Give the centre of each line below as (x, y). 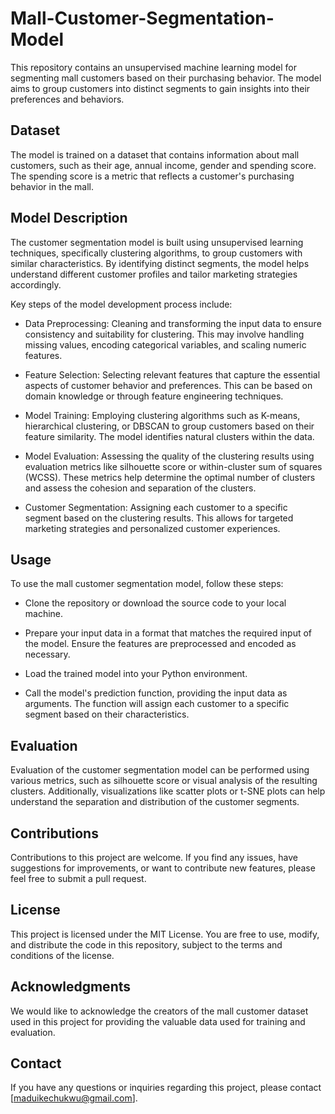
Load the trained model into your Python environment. (136, 674)
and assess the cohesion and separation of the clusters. (140, 488)
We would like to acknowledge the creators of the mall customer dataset (159, 1011)
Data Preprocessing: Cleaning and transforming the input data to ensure (173, 323)
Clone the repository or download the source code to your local (155, 603)
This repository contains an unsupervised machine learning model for (153, 67)
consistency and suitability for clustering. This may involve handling (164, 334)
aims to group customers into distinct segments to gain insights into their (160, 88)
